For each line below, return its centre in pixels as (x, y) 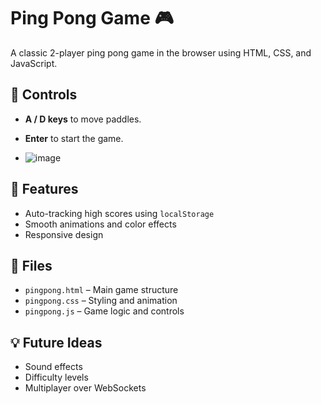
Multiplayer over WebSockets (85, 388)
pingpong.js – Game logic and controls (104, 311)
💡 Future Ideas (56, 342)
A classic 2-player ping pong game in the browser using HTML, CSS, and (161, 52)
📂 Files (31, 265)
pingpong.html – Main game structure (101, 290)
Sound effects (53, 367)
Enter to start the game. (74, 138)
